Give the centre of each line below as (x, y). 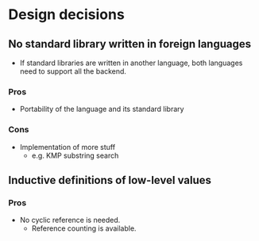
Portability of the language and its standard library (102, 109)
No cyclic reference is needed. (70, 220)
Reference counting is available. (84, 228)
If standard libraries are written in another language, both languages (131, 63)
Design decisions (66, 15)
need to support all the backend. (73, 71)
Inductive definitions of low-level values (110, 180)
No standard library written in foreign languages (130, 44)
